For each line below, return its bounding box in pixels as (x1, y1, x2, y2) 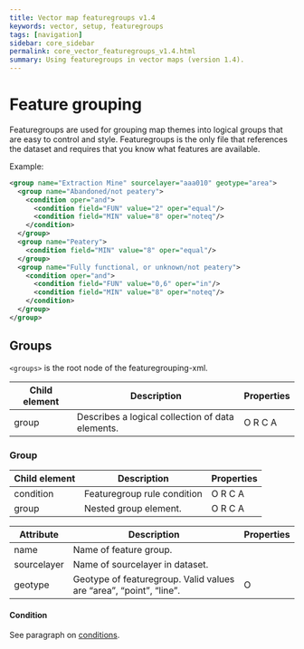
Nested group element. (84, 501, 183, 514)
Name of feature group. (72, 543, 173, 556)
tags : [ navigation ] (9, 30, 83, 39)
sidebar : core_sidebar (9, 38, 95, 48)
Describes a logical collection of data (76, 410, 234, 423)
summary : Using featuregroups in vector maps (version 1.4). (9, 55, 245, 64)
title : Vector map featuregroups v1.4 (9, 13, 156, 23)
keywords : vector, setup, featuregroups (9, 22, 165, 31)
